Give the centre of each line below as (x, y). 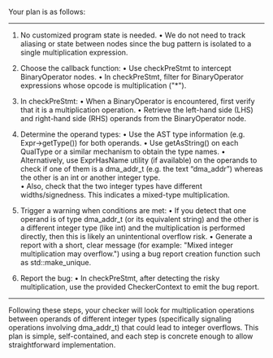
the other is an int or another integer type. (90, 177)
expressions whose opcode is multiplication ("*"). (103, 85)
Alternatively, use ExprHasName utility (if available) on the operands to (139, 160)
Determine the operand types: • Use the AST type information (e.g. (132, 134)
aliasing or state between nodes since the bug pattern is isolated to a (136, 44)
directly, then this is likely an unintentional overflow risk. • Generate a (136, 236)
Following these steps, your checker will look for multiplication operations (131, 310)
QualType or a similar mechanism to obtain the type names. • (123, 151)
